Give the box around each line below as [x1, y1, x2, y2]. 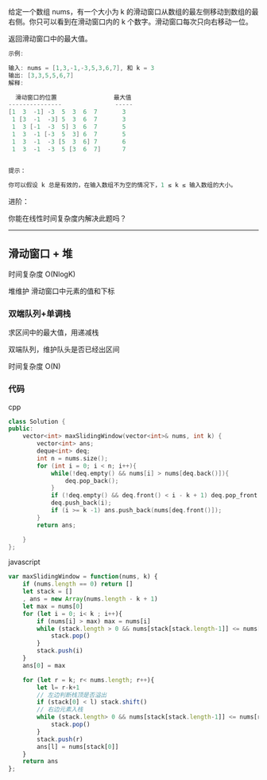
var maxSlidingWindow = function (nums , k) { [8, 573, 158, 581]
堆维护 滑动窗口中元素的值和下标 [8, 286, 115, 296]
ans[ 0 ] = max [22, 661, 66, 669]
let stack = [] [22, 588, 73, 596]
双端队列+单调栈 [8, 308, 72, 319]
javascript [8, 557, 41, 567]
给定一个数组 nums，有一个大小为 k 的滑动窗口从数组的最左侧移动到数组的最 [8, 7, 259, 16]
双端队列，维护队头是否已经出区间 [8, 345, 120, 355]
